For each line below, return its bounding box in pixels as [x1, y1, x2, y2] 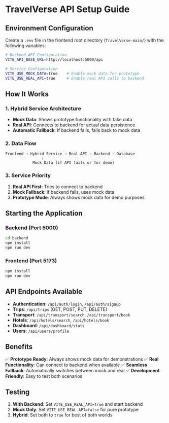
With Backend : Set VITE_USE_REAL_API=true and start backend [12, 401, 143, 407]
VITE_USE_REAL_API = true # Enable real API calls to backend [5, 76, 144, 81]
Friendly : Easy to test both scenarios [5, 373, 83, 379]
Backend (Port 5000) [5, 224, 58, 231]
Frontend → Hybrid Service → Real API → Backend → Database [5, 151, 136, 157]
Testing [5, 388, 30, 397]
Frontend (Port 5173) [5, 257, 57, 264]
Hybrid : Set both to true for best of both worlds [12, 412, 113, 418]
